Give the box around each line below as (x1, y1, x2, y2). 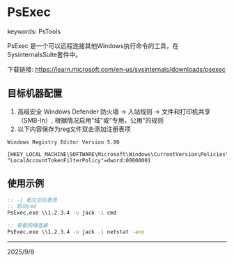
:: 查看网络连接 (7, 222, 48, 229)
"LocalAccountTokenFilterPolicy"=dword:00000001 (7, 157, 151, 164)
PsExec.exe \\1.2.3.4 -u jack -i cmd (7, 210, 117, 217)
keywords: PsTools (7, 27, 61, 36)
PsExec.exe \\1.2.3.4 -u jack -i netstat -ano (7, 229, 145, 236)
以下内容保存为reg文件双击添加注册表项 (17, 125, 131, 133)
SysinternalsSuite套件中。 (7, 50, 82, 59)
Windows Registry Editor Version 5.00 (7, 139, 120, 146)
